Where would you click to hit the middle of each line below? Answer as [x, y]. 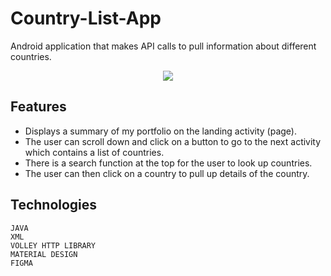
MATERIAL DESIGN [44, 254]
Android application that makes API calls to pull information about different [163, 46]
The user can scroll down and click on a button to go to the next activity [173, 141]
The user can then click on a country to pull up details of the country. [167, 173]
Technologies [54, 205]
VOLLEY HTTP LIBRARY [53, 245]
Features [38, 107]
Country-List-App [86, 18]
